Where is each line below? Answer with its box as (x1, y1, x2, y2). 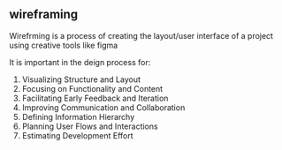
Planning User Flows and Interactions (21, 121, 158, 131)
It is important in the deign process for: (9, 56, 151, 67)
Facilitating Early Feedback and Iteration (21, 93, 169, 103)
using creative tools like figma (9, 40, 118, 50)
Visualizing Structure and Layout (21, 74, 141, 85)
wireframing (9, 7, 79, 22)
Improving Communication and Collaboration (21, 101, 186, 113)
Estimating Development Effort (21, 130, 134, 140)
